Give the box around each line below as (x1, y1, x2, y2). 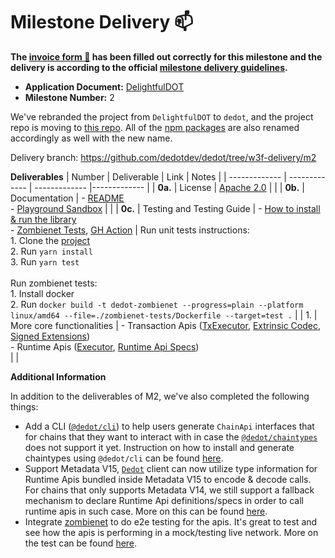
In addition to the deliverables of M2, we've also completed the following (10, 390, 310, 402)
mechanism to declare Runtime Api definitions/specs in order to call (24, 494, 304, 506)
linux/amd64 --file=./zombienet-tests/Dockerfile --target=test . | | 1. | (10, 309, 318, 321)
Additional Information (10, 370, 107, 383)
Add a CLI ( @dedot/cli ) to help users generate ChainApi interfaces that (24, 420, 315, 432)
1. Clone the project (10, 234, 91, 246)
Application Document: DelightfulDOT (24, 80, 185, 93)
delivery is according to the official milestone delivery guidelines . (10, 61, 288, 73)
